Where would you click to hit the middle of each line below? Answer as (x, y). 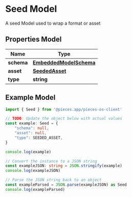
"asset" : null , (31, 133)
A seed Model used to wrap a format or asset (53, 23)
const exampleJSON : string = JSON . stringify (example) (64, 166)
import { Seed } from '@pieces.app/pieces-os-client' (64, 109)
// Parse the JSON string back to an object (53, 180)
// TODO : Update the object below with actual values (64, 119)
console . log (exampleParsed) (35, 189)
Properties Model (34, 39)
